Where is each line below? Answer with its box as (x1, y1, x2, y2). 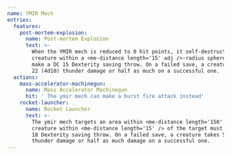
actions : (13, 73, 38, 81)
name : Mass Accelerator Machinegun (25, 86, 128, 93)
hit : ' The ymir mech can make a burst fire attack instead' (25, 93, 205, 100)
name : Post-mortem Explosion (25, 36, 109, 43)
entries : (7, 16, 32, 23)
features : (13, 23, 41, 29)
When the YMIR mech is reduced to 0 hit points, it (32, 49, 184, 56)
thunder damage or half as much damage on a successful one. (32, 138, 211, 145)
